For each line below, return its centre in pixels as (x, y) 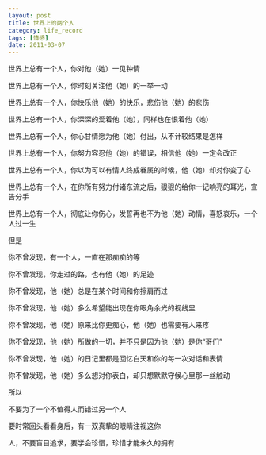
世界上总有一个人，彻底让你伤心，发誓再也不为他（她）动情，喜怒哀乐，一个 (133, 214)
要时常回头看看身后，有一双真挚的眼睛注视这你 (84, 426)
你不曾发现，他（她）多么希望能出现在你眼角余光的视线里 (102, 308)
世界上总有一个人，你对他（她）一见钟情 (74, 69)
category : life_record (46, 30)
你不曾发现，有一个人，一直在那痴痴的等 (74, 257)
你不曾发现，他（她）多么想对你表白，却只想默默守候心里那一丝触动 (119, 376)
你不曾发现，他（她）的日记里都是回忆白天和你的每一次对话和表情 (116, 359)
